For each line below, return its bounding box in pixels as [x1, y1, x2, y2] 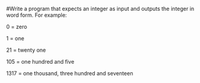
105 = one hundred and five [6, 58, 74, 65]
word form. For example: [6, 11, 67, 19]
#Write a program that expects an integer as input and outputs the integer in [6, 5, 195, 12]
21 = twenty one [6, 46, 46, 54]
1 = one [6, 35, 25, 41]
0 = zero [6, 23, 28, 30]
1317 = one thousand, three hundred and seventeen [6, 70, 133, 77]
